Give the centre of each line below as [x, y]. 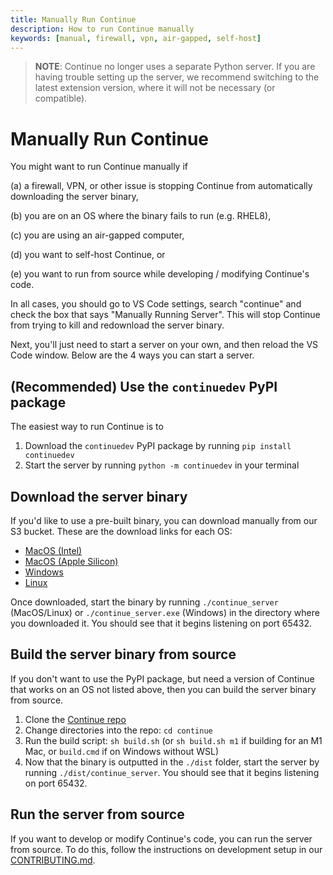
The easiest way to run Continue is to [87, 427]
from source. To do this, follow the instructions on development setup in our [166, 849]
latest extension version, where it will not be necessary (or [155, 88]
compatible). [61, 98]
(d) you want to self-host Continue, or [88, 255]
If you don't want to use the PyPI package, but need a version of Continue [162, 678]
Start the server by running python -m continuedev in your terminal [162, 465]
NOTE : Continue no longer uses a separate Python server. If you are [175, 67]
